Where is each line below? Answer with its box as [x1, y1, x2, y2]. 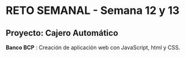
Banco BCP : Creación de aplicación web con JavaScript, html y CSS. [5, 44, 181, 51]
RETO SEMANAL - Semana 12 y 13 [5, 4, 180, 18]
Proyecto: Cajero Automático [5, 28, 118, 38]
